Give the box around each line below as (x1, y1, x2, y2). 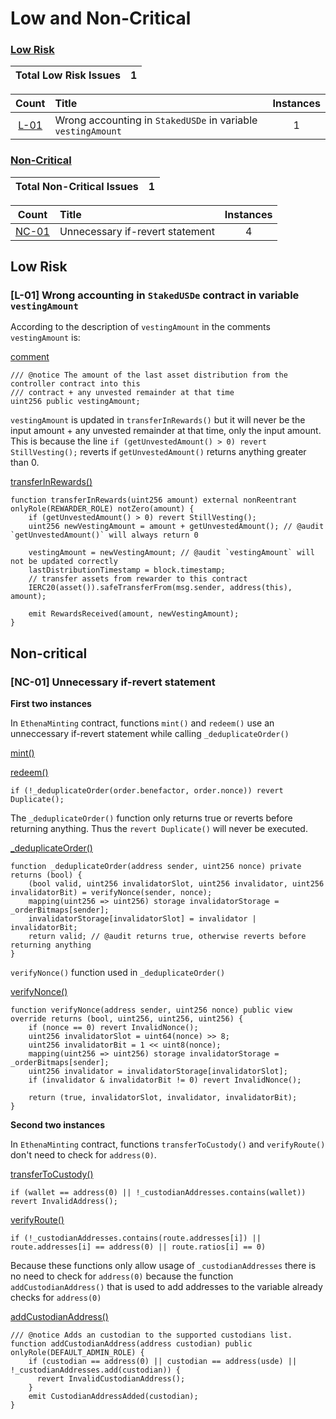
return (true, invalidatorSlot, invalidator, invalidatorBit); (28, 1093, 298, 1103)
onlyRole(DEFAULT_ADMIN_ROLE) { (10, 1348, 145, 1358)
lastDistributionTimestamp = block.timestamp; (28, 565, 226, 576)
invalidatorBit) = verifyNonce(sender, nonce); (10, 888, 213, 898)
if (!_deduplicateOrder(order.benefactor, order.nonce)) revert (10, 786, 284, 796)
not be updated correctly (10, 557, 118, 567)
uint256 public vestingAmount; (10, 397, 141, 407)
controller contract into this (10, 379, 141, 389)
